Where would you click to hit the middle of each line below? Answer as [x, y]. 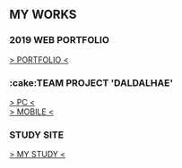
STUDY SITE [37, 135]
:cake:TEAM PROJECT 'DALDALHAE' [91, 82]
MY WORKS [43, 15]
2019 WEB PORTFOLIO [60, 40]
